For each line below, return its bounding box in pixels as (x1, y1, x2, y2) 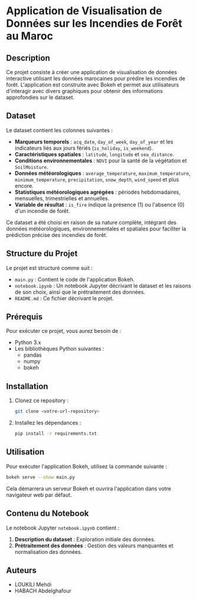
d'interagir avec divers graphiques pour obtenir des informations (6, 88, 163, 94)
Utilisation (6, 447, 45, 457)
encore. (14, 182, 34, 189)
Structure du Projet (6, 249, 78, 259)
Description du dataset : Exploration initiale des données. (14, 535, 156, 543)
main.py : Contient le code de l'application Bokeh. (14, 275, 135, 283)
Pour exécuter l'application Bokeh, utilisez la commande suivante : (6, 463, 167, 470)
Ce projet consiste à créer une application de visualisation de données (6, 69, 178, 75)
